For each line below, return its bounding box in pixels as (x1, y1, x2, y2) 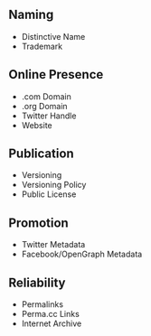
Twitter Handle (21, 110, 77, 121)
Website (21, 119, 53, 130)
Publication (8, 146, 74, 162)
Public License (21, 189, 77, 200)
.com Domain (21, 90, 71, 102)
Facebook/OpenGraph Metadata (21, 248, 143, 260)
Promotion (8, 215, 69, 230)
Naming (8, 7, 54, 23)
